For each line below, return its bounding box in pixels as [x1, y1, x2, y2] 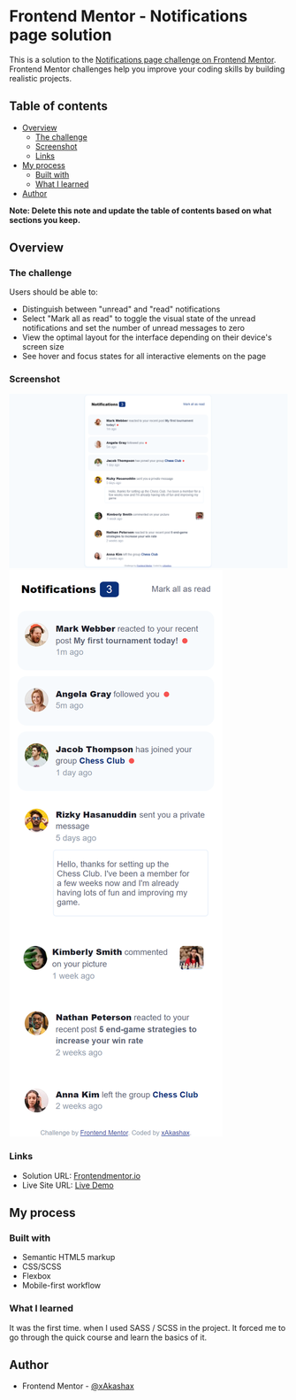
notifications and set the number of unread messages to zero [21, 323, 246, 334]
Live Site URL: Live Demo [21, 1180, 114, 1190]
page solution [9, 25, 112, 45]
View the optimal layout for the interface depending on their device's [21, 332, 272, 342]
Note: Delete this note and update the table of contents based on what [9, 205, 272, 216]
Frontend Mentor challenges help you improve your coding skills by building [9, 64, 285, 74]
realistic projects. [9, 73, 72, 83]
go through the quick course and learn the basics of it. [9, 1332, 208, 1342]
